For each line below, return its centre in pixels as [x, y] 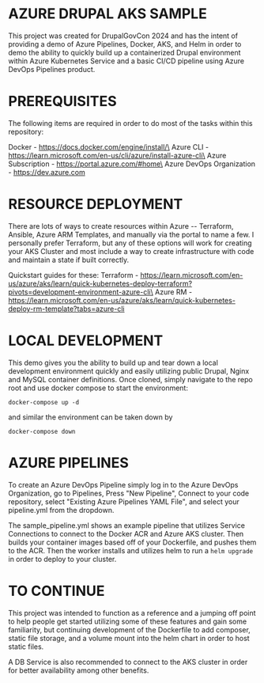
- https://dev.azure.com [47, 172]
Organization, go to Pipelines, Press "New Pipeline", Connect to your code [129, 493]
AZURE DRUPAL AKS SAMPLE [107, 14]
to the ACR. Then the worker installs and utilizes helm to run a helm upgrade [131, 550]
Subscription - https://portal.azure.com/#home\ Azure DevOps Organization [132, 164]
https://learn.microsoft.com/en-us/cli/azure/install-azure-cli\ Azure [117, 155]
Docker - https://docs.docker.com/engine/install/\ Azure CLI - [109, 146]
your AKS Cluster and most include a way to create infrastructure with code [131, 251]
